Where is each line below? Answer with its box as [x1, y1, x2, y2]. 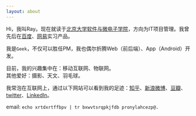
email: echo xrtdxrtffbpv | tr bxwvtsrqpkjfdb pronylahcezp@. [6, 103, 159, 110]
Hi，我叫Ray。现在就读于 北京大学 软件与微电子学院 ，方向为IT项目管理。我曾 [6, 25, 190, 32]
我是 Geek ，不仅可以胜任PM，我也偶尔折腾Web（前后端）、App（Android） [6, 45, 185, 52]
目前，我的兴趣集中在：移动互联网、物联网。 [6, 65, 114, 72]
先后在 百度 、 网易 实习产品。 [6, 33, 73, 40]
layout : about [6, 8, 41, 15]
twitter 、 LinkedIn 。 [6, 92, 53, 99]
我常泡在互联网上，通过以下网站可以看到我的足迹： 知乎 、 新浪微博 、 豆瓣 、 [6, 84, 186, 91]
